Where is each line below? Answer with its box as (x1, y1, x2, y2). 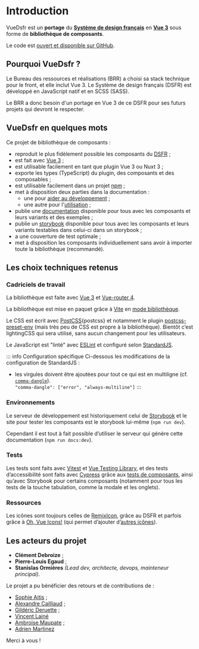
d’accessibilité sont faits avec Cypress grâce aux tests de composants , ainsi (6, 471, 193, 478)
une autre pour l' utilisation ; (23, 201, 91, 208)
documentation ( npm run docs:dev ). (6, 436, 93, 443)
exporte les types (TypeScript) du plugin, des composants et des (14, 169, 175, 177)
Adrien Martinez (14, 625, 55, 632)
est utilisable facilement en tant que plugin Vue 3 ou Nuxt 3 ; (14, 163, 164, 170)
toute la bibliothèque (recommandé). (14, 245, 105, 252)
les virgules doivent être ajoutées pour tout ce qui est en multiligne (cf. (14, 371, 188, 378)
